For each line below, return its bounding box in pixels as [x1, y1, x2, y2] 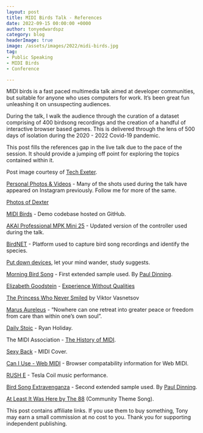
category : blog [6, 32, 45, 38]
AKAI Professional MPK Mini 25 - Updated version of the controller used [6, 222, 188, 229]
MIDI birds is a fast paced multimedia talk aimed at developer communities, [6, 88, 195, 95]
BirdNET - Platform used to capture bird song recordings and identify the [6, 240, 190, 248]
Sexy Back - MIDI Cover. [6, 348, 68, 356]
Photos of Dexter [6, 199, 49, 206]
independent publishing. [6, 420, 68, 428]
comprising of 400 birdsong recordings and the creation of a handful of [6, 119, 186, 126]
